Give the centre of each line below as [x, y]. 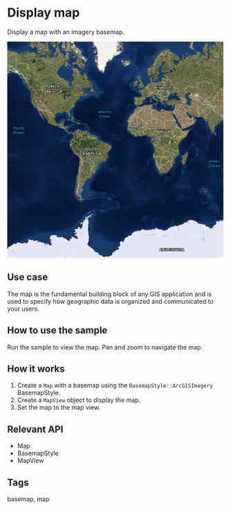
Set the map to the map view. [59, 408]
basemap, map [28, 499]
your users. [23, 309]
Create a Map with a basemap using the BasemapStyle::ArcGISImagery [115, 385]
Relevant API [35, 429]
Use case [28, 277]
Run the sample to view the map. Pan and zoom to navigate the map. [105, 347]
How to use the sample [57, 330]
